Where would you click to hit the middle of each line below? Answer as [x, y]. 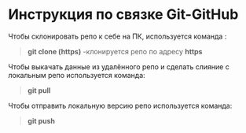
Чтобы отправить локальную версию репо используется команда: [120, 105]
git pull [39, 90]
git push [41, 120]
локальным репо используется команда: [77, 75]
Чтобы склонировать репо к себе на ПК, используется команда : [117, 36]
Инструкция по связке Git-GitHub [123, 15]
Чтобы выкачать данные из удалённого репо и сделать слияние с [119, 66]
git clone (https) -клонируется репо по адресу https [115, 51]
